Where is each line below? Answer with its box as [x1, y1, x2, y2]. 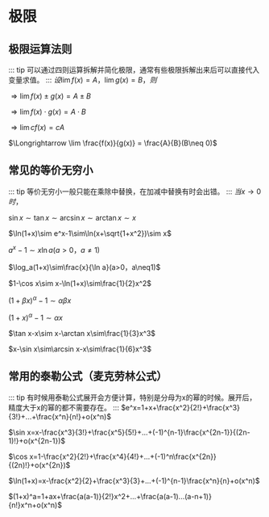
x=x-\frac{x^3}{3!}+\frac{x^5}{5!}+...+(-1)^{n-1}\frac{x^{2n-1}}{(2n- [27, 427, 251, 437]
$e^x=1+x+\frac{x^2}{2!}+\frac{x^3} [120, 402, 240, 412]
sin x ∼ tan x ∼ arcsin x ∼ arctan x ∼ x [8, 212, 137, 222]
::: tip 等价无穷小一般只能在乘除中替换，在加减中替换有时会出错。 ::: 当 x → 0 [8, 187, 262, 196]
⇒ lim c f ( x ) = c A [10, 123, 65, 132]
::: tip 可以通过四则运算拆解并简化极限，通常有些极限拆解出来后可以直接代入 [8, 65, 260, 74]
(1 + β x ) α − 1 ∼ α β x [8, 294, 72, 305]
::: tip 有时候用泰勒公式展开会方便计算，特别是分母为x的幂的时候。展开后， [8, 393, 257, 402]
